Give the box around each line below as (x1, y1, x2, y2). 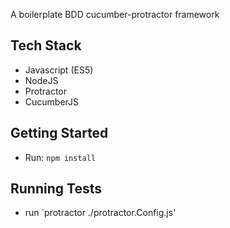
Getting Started (10, 125, 109, 142)
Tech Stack (10, 37, 82, 54)
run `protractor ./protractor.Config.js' (24, 207, 177, 219)
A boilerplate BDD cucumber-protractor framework (10, 9, 220, 20)
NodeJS (24, 74, 59, 86)
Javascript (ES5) (24, 64, 94, 76)
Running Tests (10, 180, 102, 198)
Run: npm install (24, 151, 97, 163)
